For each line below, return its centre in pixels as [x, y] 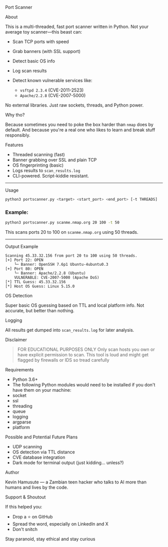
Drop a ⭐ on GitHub [32, 517]
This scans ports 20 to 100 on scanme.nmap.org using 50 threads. [72, 232]
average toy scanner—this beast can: [44, 32]
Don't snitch [25, 529]
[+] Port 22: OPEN [24, 260]
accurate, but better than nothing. [40, 311]
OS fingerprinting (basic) [38, 165]
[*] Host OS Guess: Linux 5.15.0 [40, 287]
